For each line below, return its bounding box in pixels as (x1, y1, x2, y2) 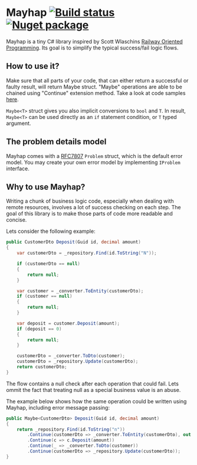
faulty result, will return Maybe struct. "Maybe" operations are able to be (6, 83, 183, 90)
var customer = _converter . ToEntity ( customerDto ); (17, 288, 144, 294)
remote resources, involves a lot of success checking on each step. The (6, 204, 181, 211)
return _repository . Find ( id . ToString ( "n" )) (17, 426, 126, 433)
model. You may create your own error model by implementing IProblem (6, 159, 181, 166)
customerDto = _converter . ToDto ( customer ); (17, 353, 126, 359)
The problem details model (6, 137, 107, 147)
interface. (6, 165, 29, 172)
